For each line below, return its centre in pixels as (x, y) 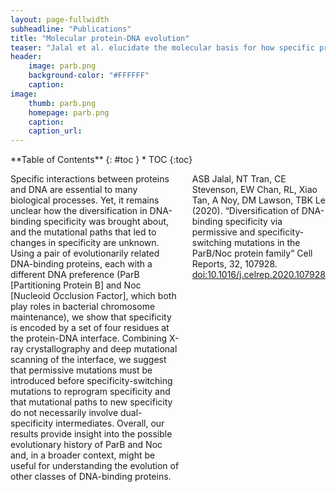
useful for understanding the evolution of (95, 466)
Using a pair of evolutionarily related (85, 253)
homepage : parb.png (69, 112)
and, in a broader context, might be (83, 455)
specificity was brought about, (106, 222)
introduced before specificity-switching (91, 381)
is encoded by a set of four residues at (90, 328)
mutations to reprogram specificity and (90, 392)
